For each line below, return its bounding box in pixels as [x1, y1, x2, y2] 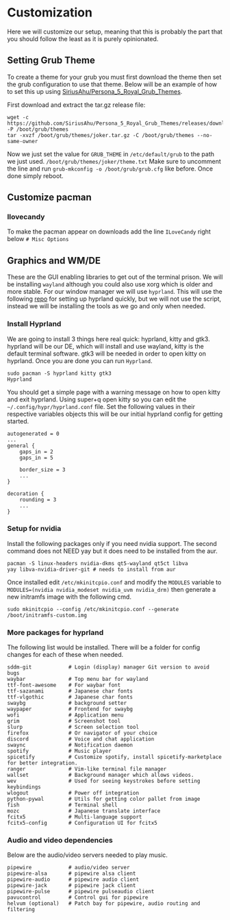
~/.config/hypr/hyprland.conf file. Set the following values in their [7, 402, 195, 410]
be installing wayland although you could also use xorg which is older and [7, 280, 214, 288]
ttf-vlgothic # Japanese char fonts [7, 694, 133, 701]
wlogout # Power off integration [7, 790, 139, 797]
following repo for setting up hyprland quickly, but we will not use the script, [7, 295, 222, 303]
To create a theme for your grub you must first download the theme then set [7, 73, 222, 81]
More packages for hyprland [7, 627, 104, 637]
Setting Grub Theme [7, 55, 96, 66]
